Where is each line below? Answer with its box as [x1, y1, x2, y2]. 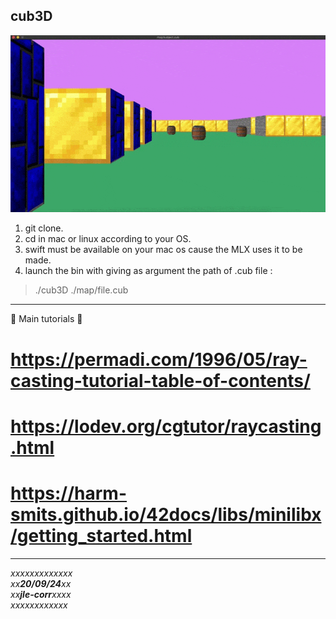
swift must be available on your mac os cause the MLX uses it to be [24, 244, 303, 256]
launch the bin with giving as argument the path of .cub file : [24, 265, 273, 277]
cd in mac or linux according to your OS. [24, 233, 192, 245]
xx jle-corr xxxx [10, 588, 72, 600]
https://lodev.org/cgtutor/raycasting [10, 415, 322, 438]
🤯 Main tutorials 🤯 [10, 313, 83, 325]
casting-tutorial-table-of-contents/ [10, 369, 311, 392]
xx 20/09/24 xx [10, 577, 72, 589]
